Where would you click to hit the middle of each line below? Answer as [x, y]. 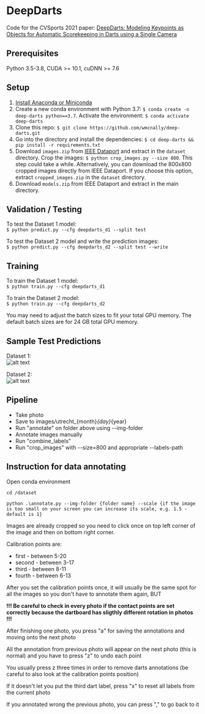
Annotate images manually [49, 434]
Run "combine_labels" [43, 441]
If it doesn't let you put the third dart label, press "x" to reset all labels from [100, 686]
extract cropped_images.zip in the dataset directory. [80, 177]
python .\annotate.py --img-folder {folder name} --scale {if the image [101, 504]
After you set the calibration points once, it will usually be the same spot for [102, 587]
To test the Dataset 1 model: [41, 224]
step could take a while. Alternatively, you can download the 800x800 [103, 164]
